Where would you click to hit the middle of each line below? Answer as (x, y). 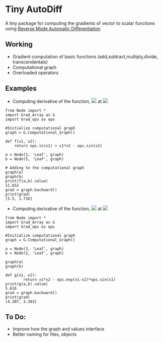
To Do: (16, 317)
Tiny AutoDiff (34, 9)
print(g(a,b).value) (27, 284)
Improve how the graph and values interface (58, 329)
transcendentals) (30, 62)
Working (19, 45)
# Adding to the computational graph (45, 168)
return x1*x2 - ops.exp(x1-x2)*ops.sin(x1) (69, 280)
